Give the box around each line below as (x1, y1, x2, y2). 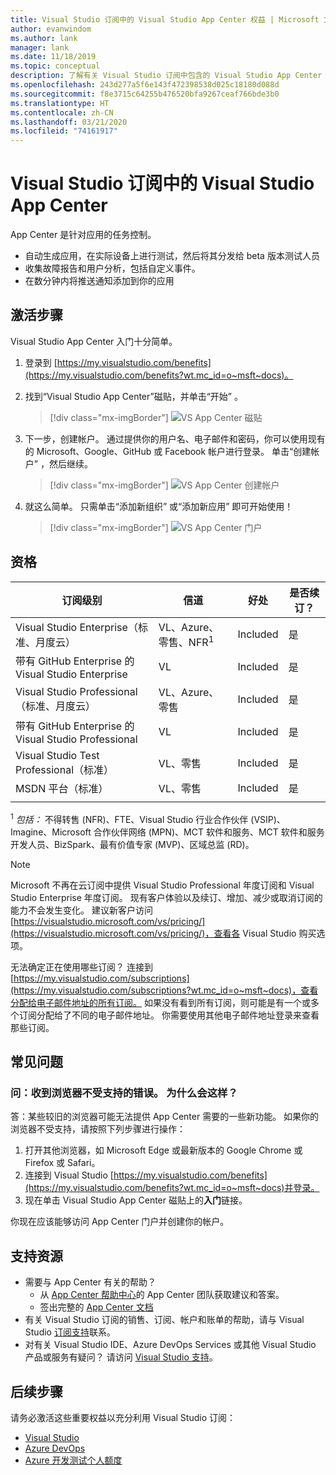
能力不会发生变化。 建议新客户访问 (10, 904, 153, 916)
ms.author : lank (10, 33, 78, 43)
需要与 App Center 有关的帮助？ (24, 1276, 157, 1288)
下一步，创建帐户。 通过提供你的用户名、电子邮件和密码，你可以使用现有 (24, 432, 326, 445)
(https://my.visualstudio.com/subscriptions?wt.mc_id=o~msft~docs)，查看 (10, 984, 319, 996)
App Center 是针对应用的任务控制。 (10, 229, 157, 241)
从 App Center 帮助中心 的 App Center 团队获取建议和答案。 (39, 1289, 285, 1301)
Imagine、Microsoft (10, 826, 92, 838)
